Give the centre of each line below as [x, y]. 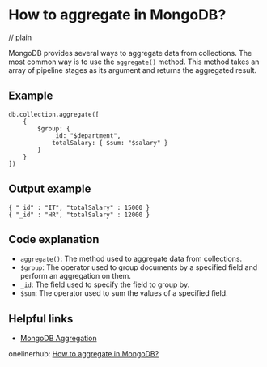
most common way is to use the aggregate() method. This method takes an [134, 62]
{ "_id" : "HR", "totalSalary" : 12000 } [79, 215]
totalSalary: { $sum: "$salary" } [110, 143]
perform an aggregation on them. [76, 276]
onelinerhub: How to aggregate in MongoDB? [84, 354]
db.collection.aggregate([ [54, 114]
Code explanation [54, 239]
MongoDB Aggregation [58, 339]
